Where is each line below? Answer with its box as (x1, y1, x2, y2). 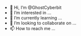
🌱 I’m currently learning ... (9, 15, 62, 20)
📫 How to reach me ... (9, 26, 55, 31)
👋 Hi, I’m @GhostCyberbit (9, 5, 62, 10)
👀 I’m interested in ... (9, 10, 52, 16)
